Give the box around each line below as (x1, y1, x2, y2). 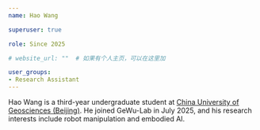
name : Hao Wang (8, 11, 59, 20)
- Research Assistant (8, 76, 80, 84)
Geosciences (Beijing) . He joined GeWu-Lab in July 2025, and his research (8, 106, 252, 115)
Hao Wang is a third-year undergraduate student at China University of (8, 98, 239, 106)
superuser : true (8, 25, 62, 34)
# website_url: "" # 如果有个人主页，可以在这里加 (8, 54, 166, 62)
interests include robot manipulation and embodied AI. (8, 114, 185, 123)
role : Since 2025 (8, 40, 66, 48)
